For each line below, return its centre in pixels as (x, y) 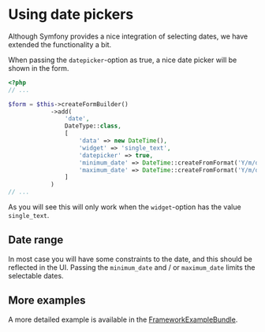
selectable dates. (36, 275)
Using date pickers (71, 15)
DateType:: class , (93, 126)
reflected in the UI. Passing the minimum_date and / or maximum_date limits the (132, 267)
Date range (36, 240)
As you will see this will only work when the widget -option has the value (125, 207)
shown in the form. (39, 68)
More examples (47, 301)
